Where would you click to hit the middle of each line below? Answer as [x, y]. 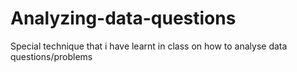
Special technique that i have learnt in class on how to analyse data [149, 46]
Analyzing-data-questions [123, 18]
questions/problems [51, 56]
